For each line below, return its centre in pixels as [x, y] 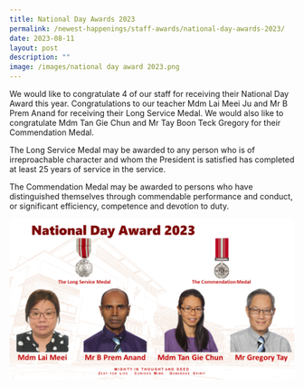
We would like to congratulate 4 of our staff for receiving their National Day [149, 94]
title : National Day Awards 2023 [72, 19]
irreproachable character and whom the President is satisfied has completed [152, 160]
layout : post [34, 48]
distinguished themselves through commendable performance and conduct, [151, 196]
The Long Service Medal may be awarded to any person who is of [132, 150]
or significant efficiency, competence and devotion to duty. [119, 206]
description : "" [40, 58]
